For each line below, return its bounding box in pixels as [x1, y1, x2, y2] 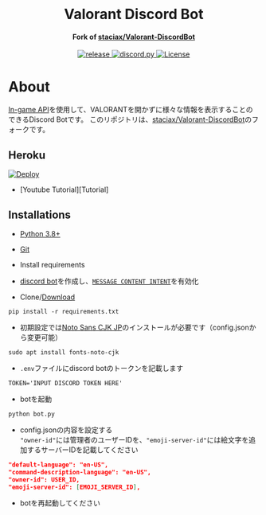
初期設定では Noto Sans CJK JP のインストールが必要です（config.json [19, 322, 249, 332]
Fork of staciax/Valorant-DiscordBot [72, 32, 195, 41]
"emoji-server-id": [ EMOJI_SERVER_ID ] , [8, 483, 141, 491]
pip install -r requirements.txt [8, 307, 119, 315]
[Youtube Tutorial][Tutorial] [19, 185, 109, 194]
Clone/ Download [19, 292, 76, 302]
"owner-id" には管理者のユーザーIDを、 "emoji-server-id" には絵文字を [19, 435, 249, 444]
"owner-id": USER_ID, [8, 475, 80, 484]
